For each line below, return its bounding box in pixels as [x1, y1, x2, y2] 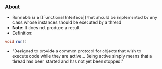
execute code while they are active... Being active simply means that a [12, 53, 152, 59]
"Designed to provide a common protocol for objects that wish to [12, 48, 142, 54]
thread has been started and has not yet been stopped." [12, 58, 124, 64]
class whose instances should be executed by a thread [12, 19, 122, 25]
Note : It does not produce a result [12, 25, 80, 31]
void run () [5, 39, 27, 44]
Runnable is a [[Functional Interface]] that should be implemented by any [12, 15, 158, 20]
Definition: [12, 30, 33, 36]
